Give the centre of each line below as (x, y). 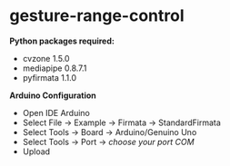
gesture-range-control (97, 16)
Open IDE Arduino (56, 112)
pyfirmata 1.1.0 (50, 77)
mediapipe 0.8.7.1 (55, 68)
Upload (36, 151)
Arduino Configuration (53, 95)
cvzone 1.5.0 (46, 58)
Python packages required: (62, 41)
